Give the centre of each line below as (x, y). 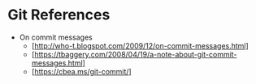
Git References (59, 15)
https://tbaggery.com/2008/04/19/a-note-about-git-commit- (136, 54)
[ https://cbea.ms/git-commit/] (81, 71)
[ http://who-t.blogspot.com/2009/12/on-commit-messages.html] (140, 45)
